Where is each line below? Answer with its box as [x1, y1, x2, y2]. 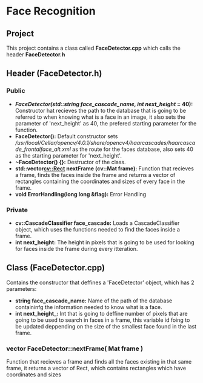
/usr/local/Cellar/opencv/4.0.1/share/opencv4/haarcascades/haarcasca [15, 139, 196, 146]
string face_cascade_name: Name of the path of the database [15, 297, 173, 304]
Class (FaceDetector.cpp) [6, 262, 105, 273]
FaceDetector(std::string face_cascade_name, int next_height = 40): [15, 100, 193, 107]
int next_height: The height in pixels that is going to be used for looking [15, 238, 195, 246]
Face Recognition [6, 4, 96, 18]
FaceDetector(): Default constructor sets [15, 132, 118, 140]
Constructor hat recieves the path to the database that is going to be [15, 107, 187, 114]
